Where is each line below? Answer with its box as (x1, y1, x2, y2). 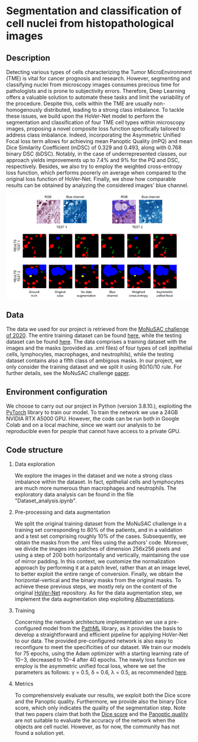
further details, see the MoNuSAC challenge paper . (6, 370, 131, 377)
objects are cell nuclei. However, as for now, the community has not (14, 723, 180, 730)
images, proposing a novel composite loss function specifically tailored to (6, 125, 186, 132)
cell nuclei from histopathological (6, 17, 174, 30)
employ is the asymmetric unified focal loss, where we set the (14, 662, 165, 669)
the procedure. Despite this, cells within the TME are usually (6, 100, 152, 107)
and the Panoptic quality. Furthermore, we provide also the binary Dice (14, 698, 187, 705)
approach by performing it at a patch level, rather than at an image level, (14, 564, 191, 571)
